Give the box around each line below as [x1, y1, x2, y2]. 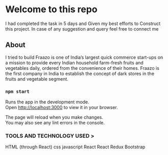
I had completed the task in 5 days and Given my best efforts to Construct [5, 20, 161, 27]
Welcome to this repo [5, 4, 98, 15]
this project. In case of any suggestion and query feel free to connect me [5, 25, 159, 32]
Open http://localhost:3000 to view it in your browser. [5, 105, 118, 111]
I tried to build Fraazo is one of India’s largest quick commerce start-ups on [5, 54, 163, 60]
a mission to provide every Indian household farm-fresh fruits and [5, 60, 144, 66]
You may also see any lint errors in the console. [5, 120, 105, 126]
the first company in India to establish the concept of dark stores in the [5, 70, 155, 76]
